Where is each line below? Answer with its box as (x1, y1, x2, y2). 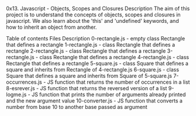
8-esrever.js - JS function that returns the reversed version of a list (6, 85, 167, 91)
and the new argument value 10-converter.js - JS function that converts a (6, 97, 183, 104)
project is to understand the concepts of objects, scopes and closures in (6, 11, 181, 18)
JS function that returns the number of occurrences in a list (47, 79, 190, 86)
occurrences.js (6, 79, 42, 86)
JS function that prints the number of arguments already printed (31, 91, 186, 98)
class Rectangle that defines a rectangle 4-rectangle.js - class (39, 54, 189, 60)
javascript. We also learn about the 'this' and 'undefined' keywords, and (6, 18, 180, 24)
